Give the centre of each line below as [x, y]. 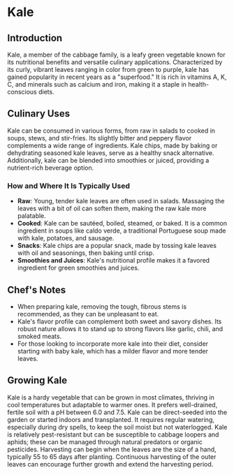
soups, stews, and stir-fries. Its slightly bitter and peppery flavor [100, 138]
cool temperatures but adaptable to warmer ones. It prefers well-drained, [112, 404]
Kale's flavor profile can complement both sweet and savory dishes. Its [119, 321]
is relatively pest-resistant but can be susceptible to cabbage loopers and [113, 434]
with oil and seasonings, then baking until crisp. [86, 253]
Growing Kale [37, 380]
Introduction [35, 38]
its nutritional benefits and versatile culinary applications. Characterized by [115, 62]
